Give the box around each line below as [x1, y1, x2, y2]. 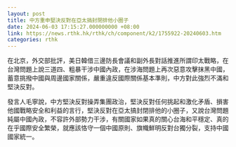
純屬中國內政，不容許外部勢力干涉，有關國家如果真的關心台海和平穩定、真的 [7, 115, 229, 123]
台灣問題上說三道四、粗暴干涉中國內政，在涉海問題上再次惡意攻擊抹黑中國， [7, 65, 229, 73]
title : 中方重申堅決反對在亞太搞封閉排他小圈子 [7, 17, 129, 24]
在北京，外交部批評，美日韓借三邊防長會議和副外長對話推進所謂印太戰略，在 [7, 57, 229, 65]
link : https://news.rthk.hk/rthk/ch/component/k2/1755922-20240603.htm [7, 29, 221, 37]
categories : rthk [7, 36, 58, 43]
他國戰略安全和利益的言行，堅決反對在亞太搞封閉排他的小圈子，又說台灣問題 [7, 106, 229, 115]
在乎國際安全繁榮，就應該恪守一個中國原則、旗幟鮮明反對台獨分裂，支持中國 [7, 124, 229, 132]
